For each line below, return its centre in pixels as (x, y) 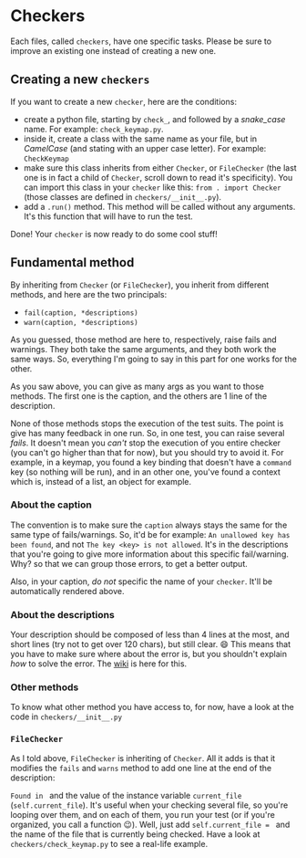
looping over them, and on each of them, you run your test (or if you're (143, 814)
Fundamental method (72, 262)
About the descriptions (62, 614)
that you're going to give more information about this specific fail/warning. (150, 554)
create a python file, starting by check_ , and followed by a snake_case (154, 119)
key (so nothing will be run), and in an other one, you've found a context (146, 472)
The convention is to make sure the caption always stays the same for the (149, 525)
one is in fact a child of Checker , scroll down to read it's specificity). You (158, 177)
